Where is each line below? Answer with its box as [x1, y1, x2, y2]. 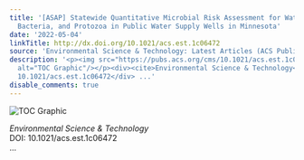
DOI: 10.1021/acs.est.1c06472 [9, 132, 118, 143]
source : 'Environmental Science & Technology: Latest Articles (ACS [9, 47, 273, 56]
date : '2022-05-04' [9, 30, 83, 39]
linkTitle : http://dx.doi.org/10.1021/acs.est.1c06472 [9, 38, 221, 48]
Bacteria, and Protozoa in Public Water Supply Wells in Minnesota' [17, 22, 281, 31]
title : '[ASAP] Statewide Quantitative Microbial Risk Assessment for [9, 13, 281, 23]
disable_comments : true [9, 80, 100, 89]
